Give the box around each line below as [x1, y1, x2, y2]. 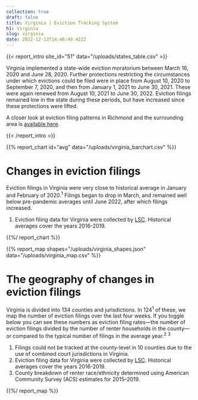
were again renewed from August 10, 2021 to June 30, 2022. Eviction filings [6, 90, 191, 97]
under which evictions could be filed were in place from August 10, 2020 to [6, 77, 190, 84]
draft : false [6, 14, 39, 20]
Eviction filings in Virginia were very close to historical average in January [6, 184, 187, 191]
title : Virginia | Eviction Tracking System [6, 20, 118, 26]
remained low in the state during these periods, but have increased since [6, 96, 185, 103]
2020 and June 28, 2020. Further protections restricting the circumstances [6, 71, 190, 78]
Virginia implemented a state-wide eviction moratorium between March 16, [6, 64, 188, 72]
